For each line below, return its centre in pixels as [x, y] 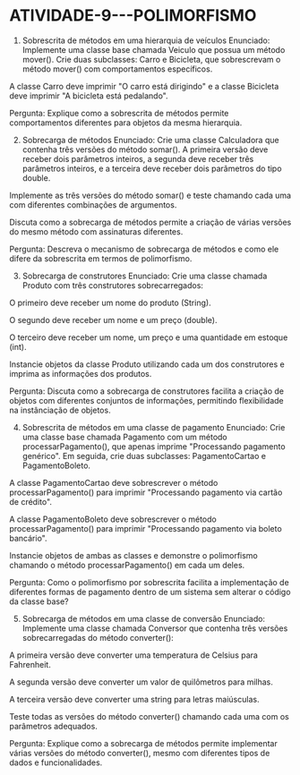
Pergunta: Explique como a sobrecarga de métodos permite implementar [143, 743]
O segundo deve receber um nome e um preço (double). [113, 319]
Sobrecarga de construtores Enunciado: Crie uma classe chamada [145, 276]
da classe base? [39, 601]
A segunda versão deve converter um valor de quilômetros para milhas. [141, 682]
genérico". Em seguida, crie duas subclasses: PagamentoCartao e [144, 456]
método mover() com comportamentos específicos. [117, 69]
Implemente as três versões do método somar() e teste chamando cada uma [150, 195]
